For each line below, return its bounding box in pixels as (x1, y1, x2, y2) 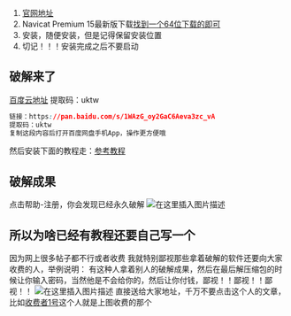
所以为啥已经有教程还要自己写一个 (9, 227, 195, 243)
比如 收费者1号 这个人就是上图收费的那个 (9, 297, 152, 308)
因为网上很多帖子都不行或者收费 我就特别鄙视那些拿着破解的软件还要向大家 (9, 253, 283, 264)
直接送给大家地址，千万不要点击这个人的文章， (114, 286, 286, 297)
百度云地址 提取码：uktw (9, 94, 100, 104)
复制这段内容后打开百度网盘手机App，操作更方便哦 (9, 128, 166, 137)
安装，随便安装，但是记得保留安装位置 (21, 30, 162, 40)
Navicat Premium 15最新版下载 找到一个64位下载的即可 (21, 19, 221, 29)
